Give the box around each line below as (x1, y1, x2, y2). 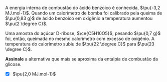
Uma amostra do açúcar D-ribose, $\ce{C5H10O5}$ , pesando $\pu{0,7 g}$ (5, 30, 161, 36)
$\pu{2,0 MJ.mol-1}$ (12, 71, 56, 77)
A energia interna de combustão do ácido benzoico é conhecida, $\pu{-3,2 (5, 5, 160, 10)
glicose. (5, 61, 22, 67)
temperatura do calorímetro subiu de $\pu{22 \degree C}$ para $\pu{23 (5, 41, 154, 47)
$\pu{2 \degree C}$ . (5, 20, 48, 26)
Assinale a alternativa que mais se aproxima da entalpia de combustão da (5, 56, 158, 62)
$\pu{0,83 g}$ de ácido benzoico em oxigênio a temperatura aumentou (5, 15, 153, 21)
